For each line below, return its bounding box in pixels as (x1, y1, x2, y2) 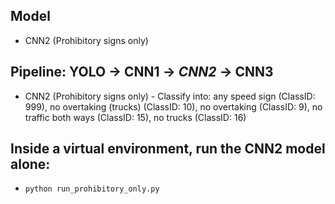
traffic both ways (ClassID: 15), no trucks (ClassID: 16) (24, 111, 247, 123)
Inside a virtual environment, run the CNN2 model (10, 140, 326, 158)
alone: (10, 156, 51, 173)
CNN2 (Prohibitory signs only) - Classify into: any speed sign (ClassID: (24, 90, 316, 102)
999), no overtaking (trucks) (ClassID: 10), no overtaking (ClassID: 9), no (24, 100, 323, 113)
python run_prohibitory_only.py (24, 184, 160, 194)
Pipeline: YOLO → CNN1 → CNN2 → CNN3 (10, 64, 274, 81)
